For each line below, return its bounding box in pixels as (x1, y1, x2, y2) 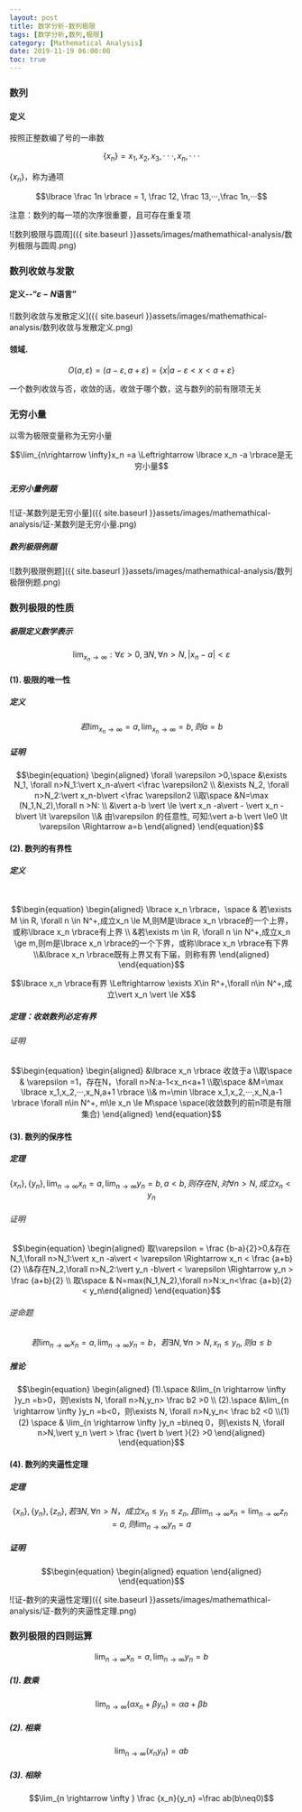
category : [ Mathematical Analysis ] (9, 38, 143, 48)
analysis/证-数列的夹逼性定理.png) (9, 1605, 137, 1616)
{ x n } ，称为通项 (9, 171, 65, 184)
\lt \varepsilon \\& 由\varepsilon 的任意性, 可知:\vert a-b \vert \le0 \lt (39, 810, 288, 821)
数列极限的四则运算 (9, 1630, 93, 1642)
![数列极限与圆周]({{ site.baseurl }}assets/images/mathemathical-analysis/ (9, 228, 286, 239)
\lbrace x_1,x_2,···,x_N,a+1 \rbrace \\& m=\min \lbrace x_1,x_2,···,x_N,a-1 (21, 1086, 282, 1097)
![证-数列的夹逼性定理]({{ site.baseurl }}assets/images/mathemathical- (9, 1594, 271, 1604)
